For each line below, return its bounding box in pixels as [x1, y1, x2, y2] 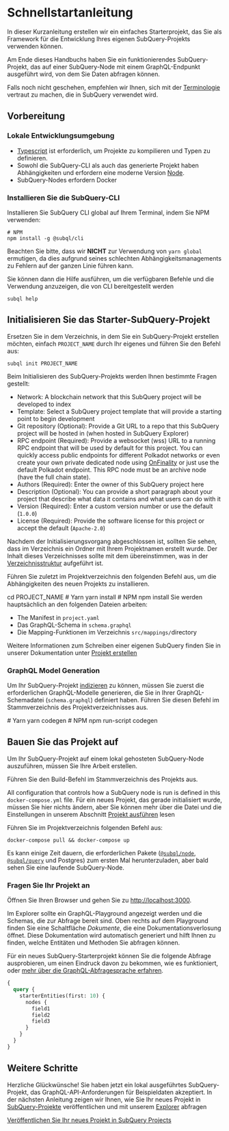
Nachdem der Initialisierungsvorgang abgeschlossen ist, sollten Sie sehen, [7, 537, 217, 545]
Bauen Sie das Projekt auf [7, 736, 118, 748]
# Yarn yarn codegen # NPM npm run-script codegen [7, 717, 158, 725]
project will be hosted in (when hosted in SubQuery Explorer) [16, 429, 189, 437]
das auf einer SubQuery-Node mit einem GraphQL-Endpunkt [30, 62, 200, 71]
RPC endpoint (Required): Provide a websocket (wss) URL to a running [16, 436, 216, 444]
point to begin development [16, 414, 95, 422]
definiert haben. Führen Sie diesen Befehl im [94, 696, 220, 704]
